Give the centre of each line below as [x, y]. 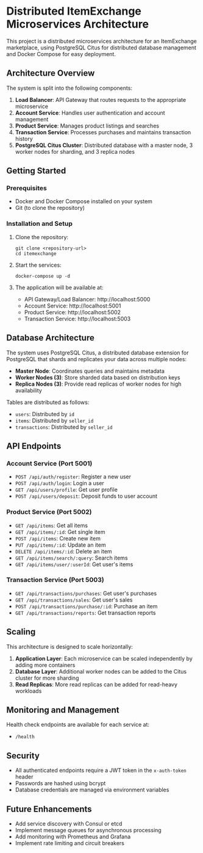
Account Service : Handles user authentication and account [90, 113]
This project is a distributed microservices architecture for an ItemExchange [101, 41]
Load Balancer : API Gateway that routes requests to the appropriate [101, 99]
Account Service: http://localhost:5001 [73, 306]
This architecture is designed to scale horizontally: [69, 646]
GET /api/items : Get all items [52, 525]
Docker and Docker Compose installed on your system [84, 201]
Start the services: [38, 265]
